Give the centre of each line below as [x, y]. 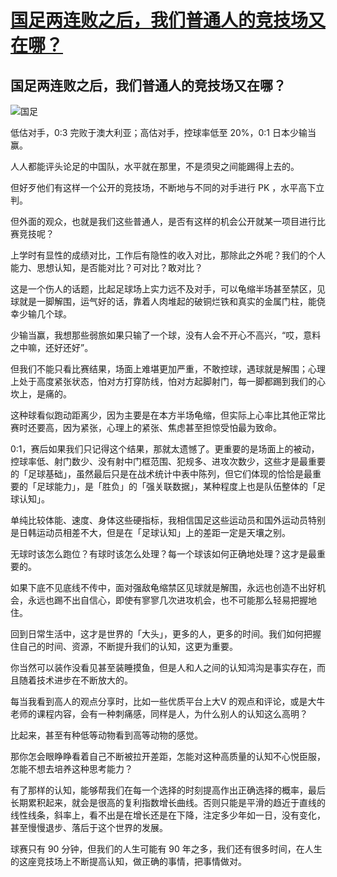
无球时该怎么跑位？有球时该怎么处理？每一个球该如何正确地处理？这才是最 [163, 554]
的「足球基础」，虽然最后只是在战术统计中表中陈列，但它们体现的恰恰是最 [161, 474]
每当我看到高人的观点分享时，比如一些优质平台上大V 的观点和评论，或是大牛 [168, 701]
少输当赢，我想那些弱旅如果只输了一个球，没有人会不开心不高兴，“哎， [157, 335]
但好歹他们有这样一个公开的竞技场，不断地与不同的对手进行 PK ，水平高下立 [167, 187]
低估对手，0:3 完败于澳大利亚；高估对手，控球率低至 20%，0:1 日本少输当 [163, 132]
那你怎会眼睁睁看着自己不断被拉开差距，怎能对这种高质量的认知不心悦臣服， [168, 756]
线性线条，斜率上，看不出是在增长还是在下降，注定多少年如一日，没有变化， [168, 815]
